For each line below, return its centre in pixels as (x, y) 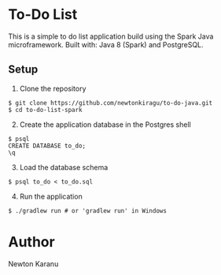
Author (31, 242)
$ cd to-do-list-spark (45, 110)
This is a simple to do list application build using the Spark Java (111, 36)
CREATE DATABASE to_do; (47, 146)
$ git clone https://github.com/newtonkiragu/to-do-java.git (110, 103)
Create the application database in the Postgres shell (105, 124)
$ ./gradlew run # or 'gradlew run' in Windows (88, 210)
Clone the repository (53, 88)
